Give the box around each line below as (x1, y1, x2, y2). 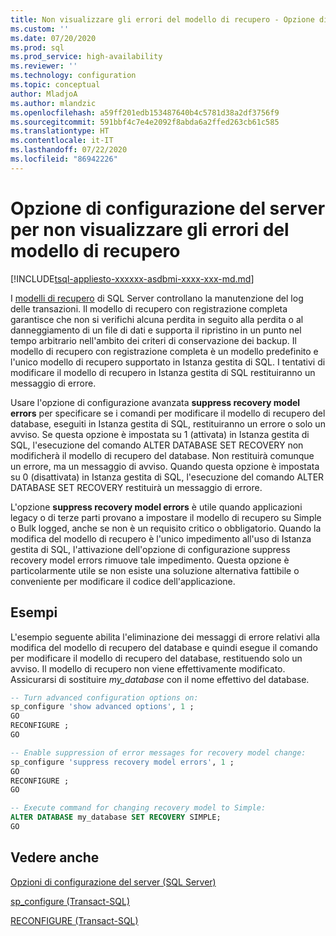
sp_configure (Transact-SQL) (10, 895, 131, 907)
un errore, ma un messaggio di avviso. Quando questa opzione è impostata (10, 460, 320, 472)
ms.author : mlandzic (10, 98, 97, 108)
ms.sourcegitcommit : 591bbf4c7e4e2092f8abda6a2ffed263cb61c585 (10, 117, 280, 127)
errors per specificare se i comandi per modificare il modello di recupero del (10, 407, 326, 419)
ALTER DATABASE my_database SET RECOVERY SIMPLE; (10, 812, 222, 823)
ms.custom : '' (10, 24, 70, 34)
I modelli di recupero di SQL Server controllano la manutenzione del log (10, 292, 304, 304)
